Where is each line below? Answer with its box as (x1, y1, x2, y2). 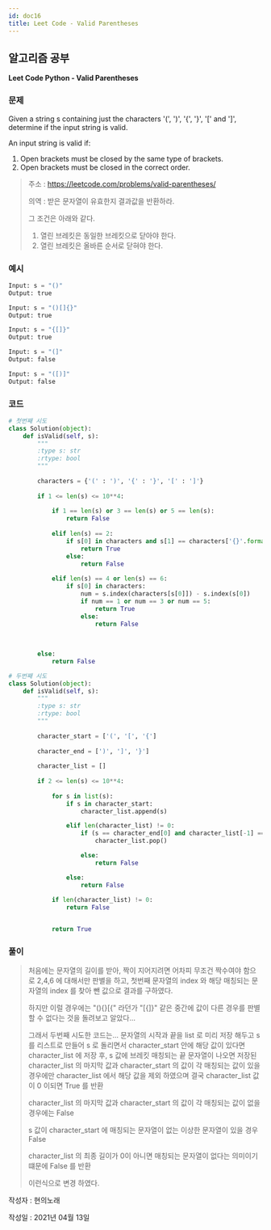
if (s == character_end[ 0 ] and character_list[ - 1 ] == (80, 829, 265, 837)
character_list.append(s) (80, 807, 168, 815)
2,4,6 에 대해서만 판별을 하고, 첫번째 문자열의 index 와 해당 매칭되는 (36, 975, 250, 986)
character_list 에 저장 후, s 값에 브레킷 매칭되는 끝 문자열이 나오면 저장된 (27, 1051, 257, 1060)
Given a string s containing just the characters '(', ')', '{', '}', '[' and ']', (8, 114, 236, 124)
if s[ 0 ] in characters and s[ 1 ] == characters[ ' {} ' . (65, 537, 248, 545)
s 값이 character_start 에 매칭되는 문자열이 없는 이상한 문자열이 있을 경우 (27, 1125, 259, 1135)
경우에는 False (27, 1108, 74, 1118)
